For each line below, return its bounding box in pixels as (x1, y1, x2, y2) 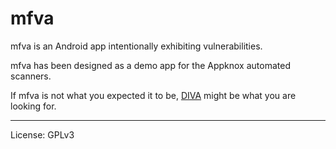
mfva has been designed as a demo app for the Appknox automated (10, 59, 291, 71)
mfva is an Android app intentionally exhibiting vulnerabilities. (10, 40, 263, 52)
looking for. (10, 100, 57, 112)
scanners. (10, 70, 52, 82)
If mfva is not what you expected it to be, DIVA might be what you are (10, 89, 297, 101)
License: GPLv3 (10, 128, 75, 141)
